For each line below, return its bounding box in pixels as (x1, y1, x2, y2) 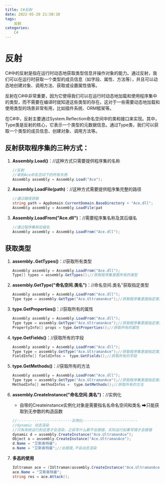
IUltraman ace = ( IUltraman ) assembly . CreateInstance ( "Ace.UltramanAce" (12, 465, 162, 470)
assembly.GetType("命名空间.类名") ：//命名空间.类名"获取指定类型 (12, 282, 149, 288)
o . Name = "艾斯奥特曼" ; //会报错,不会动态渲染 (12, 446, 97, 451)
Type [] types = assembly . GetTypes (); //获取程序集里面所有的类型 (12, 273, 138, 277)
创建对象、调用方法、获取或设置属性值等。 (13, 82, 100, 88)
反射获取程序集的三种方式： (5, 144, 89, 152)
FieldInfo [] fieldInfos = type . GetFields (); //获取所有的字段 (12, 353, 137, 359)
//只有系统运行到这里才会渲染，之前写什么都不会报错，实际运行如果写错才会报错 (12, 427, 152, 432)
